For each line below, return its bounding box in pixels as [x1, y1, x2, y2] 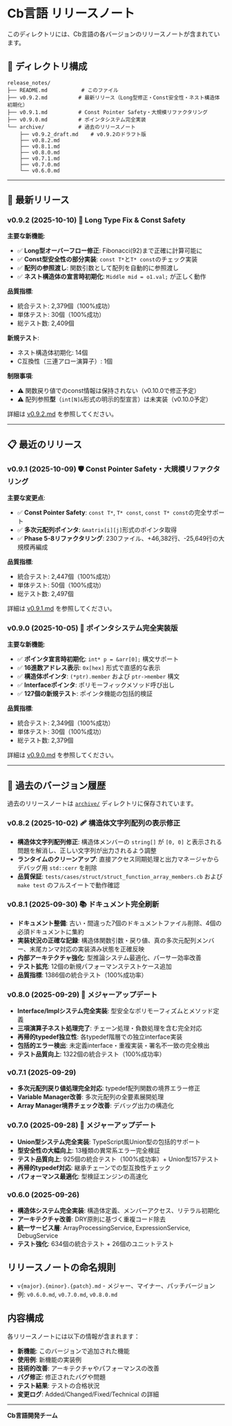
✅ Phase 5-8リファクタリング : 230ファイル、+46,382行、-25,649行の [17, 535, 219, 543]
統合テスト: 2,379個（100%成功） [17, 302, 114, 311]
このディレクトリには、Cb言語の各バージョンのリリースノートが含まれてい [7, 30, 220, 38]
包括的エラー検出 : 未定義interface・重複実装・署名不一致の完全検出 [17, 1041, 210, 1050]
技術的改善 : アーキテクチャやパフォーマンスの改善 [17, 1364, 160, 1372]
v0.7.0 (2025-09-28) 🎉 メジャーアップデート [7, 1120, 157, 1130]
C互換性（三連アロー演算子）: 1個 [17, 357, 113, 366]
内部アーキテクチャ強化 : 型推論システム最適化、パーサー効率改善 [17, 953, 202, 961]
